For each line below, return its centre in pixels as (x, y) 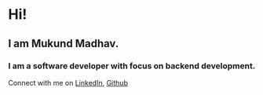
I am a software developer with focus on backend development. (132, 66)
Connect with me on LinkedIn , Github (68, 82)
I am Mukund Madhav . (64, 44)
